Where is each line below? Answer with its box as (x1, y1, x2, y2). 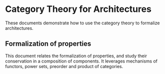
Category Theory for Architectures (5, 3, 152, 15)
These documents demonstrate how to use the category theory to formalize (5, 20, 160, 26)
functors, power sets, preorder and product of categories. (5, 63, 123, 69)
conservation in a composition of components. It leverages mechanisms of (5, 58, 158, 64)
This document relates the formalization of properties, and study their (5, 53, 147, 59)
